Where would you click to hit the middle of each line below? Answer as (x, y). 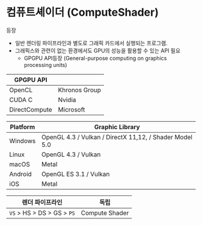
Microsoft (72, 109)
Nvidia (67, 100)
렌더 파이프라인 (42, 202)
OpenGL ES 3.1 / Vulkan (75, 174)
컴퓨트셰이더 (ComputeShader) (83, 12)
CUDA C (21, 100)
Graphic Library (117, 127)
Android (20, 174)
